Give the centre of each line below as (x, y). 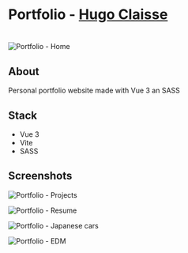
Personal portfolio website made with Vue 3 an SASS (94, 91)
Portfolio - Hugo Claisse (88, 15)
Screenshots (40, 176)
